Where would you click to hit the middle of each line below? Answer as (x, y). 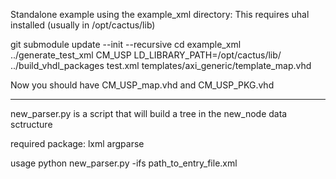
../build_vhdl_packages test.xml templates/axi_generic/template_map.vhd (161, 65)
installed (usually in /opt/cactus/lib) (83, 25)
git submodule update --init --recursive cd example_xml (126, 44)
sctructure (31, 124)
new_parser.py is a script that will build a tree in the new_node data (149, 113)
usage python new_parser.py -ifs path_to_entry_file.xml (124, 163)
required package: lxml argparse (77, 143)
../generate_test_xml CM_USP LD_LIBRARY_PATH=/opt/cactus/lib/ (146, 55)
